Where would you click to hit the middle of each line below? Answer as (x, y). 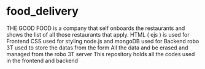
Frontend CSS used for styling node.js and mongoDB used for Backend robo (103, 41)
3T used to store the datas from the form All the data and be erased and (97, 48)
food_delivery (42, 11)
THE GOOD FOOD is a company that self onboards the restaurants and (96, 28)
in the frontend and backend (42, 60)
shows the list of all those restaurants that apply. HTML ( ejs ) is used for (98, 34)
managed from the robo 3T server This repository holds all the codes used (101, 54)
